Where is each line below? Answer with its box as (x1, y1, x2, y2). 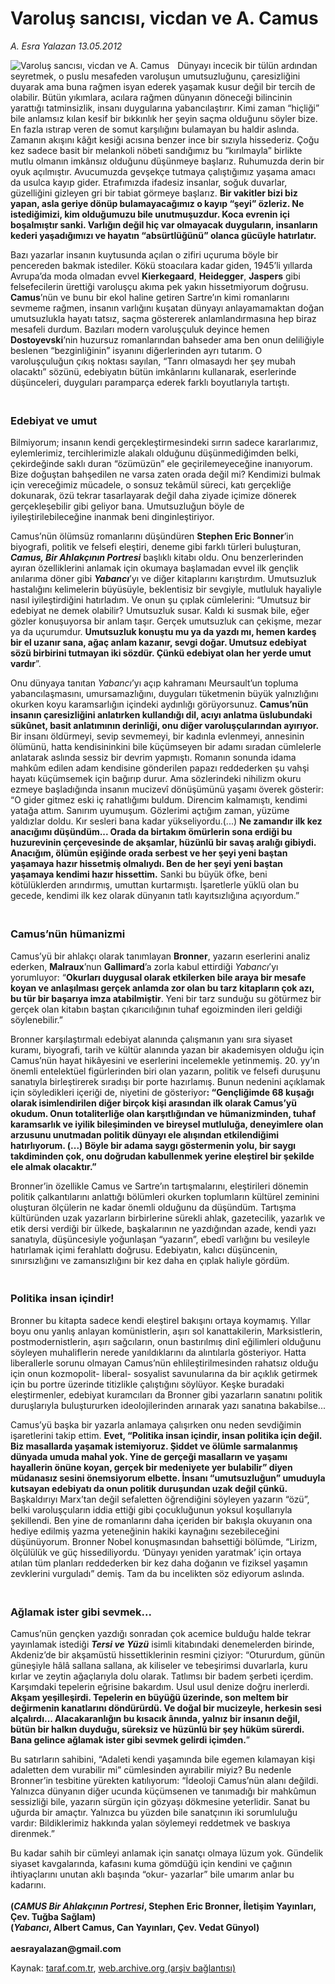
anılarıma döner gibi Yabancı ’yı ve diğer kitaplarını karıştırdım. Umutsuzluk (10, 573, 317, 585)
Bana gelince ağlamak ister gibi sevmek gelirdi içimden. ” (10, 1734, 250, 1746)
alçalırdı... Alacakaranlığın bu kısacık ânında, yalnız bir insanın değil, (10, 1713, 301, 1725)
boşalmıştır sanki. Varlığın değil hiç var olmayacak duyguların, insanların (10, 218, 318, 231)
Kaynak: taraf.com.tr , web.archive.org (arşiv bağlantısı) (10, 1962, 237, 1974)
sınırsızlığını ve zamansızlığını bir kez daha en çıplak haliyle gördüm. (10, 1254, 290, 1266)
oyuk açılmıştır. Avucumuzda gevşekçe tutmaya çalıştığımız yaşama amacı (10, 165, 316, 177)
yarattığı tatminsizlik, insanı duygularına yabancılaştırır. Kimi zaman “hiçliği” (10, 102, 320, 114)
